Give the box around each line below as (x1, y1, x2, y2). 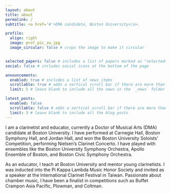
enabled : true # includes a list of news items (10, 77, 113, 82)
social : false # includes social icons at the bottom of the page (5, 63, 149, 69)
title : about (5, 12, 33, 17)
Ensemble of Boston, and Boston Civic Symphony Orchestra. (5, 151, 133, 157)
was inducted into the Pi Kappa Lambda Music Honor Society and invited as (5, 167, 164, 173)
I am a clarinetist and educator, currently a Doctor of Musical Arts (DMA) (5, 124, 157, 130)
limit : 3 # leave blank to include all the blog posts (10, 110, 129, 115)
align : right (10, 36, 38, 41)
